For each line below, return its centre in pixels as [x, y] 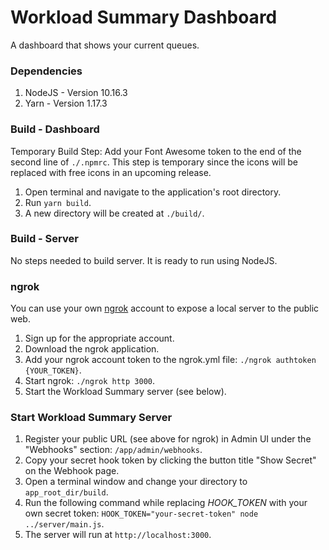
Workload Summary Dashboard [144, 17]
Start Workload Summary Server [91, 418]
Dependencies [46, 71]
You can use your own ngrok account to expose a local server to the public [165, 308]
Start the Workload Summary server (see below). [125, 392]
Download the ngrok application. [92, 349]
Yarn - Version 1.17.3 [66, 103]
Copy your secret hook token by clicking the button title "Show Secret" [170, 460]
